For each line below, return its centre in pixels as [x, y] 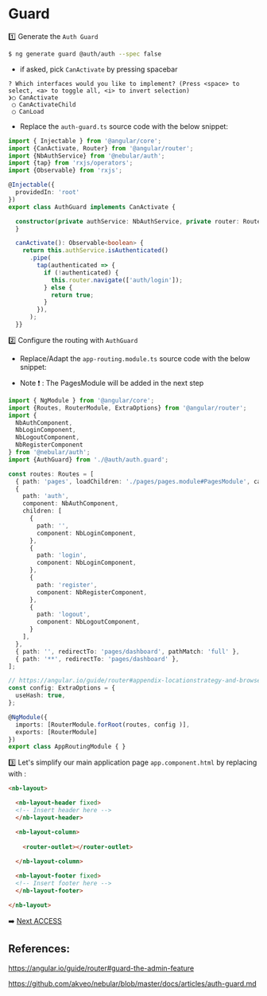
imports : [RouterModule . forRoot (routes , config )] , [103, 725]
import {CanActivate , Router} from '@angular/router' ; [101, 148]
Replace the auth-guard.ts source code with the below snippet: [124, 126]
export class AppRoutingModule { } [67, 747]
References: [39, 949]
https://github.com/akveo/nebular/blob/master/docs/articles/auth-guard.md [132, 983]
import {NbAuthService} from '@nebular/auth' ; [87, 156]
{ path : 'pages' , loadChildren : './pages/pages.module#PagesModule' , [133, 481]
